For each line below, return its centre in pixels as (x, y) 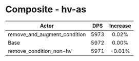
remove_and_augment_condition (47, 34)
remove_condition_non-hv (40, 51)
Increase (120, 26)
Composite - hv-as (46, 9)
